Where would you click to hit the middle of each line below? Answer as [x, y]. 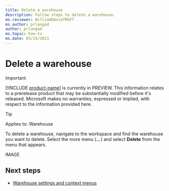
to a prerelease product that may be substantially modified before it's [78, 93]
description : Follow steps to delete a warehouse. [60, 15]
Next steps [23, 171]
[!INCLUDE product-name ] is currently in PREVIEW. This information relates [85, 88]
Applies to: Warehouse [29, 124]
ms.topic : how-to [24, 34]
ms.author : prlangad [27, 24]
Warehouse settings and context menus [55, 183]
